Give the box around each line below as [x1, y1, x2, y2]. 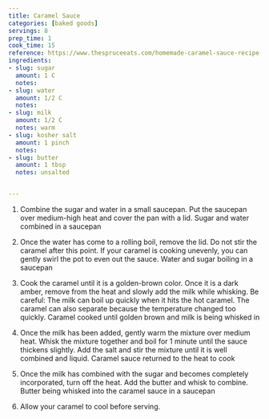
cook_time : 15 [8, 42, 56, 50]
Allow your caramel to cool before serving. [19, 402, 161, 411]
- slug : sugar [8, 64, 56, 72]
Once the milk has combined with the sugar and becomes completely [19, 369, 249, 378]
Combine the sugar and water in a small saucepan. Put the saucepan [19, 205, 247, 214]
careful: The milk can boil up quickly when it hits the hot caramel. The [19, 295, 250, 305]
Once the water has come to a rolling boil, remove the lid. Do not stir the [19, 238, 258, 246]
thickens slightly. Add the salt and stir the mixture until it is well [19, 345, 227, 354]
